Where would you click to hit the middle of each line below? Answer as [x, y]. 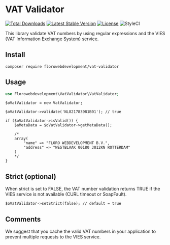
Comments [23, 219]
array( [21, 139]
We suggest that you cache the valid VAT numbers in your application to [81, 232]
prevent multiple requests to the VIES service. [53, 237]
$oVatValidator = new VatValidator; [44, 103]
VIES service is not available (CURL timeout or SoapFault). [66, 194]
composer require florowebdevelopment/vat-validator [62, 66]
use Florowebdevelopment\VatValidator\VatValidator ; [62, 94]
